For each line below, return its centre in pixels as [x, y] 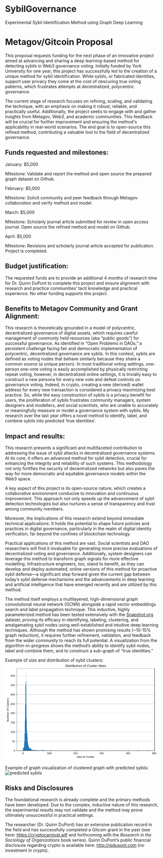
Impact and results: [35, 436]
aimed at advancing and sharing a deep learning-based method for [72, 61]
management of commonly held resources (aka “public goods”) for [72, 338]
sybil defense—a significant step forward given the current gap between [78, 574]
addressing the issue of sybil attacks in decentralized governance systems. [81, 453]
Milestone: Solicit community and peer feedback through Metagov [71, 197]
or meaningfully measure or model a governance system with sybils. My [77, 411]
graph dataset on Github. [30, 179]
